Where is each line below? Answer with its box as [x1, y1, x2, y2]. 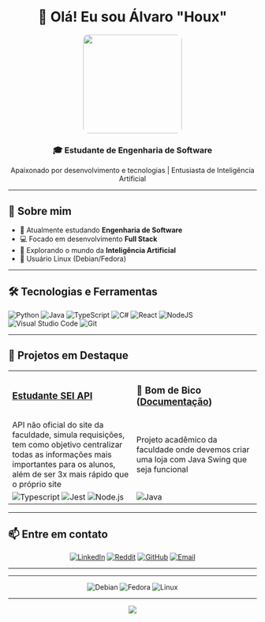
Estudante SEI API [12, 390, 93, 402]
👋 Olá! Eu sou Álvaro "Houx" [38, 8, 227, 26]
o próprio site [12, 478, 62, 489]
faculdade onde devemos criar [136, 443, 250, 454]
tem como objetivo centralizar [12, 439, 123, 450]
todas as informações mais [12, 449, 112, 460]
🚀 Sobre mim [8, 204, 73, 217]
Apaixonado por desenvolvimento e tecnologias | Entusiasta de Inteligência [10, 166, 255, 175]
